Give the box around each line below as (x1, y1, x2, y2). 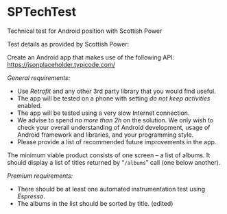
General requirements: (7, 73, 71, 82)
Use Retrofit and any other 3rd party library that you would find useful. (16, 87, 216, 95)
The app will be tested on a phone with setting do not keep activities (16, 94, 211, 103)
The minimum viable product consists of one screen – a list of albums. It (7, 151, 211, 159)
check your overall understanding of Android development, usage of (16, 123, 211, 131)
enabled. (16, 101, 43, 109)
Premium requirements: (7, 172, 73, 180)
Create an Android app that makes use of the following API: (7, 53, 175, 62)
